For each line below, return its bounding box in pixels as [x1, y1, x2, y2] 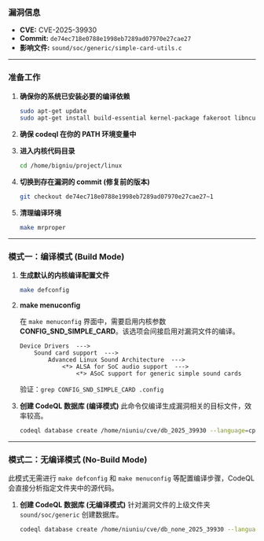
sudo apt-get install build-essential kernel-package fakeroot [19, 114, 232, 123]
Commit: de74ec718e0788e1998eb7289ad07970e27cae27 [19, 34, 192, 43]
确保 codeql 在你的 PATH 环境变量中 [19, 130, 137, 139]
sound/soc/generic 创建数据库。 [19, 510, 123, 520]
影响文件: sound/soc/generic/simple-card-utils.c [19, 43, 182, 53]
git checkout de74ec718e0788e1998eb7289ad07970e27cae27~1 [19, 193, 214, 201]
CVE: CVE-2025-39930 [19, 25, 97, 35]
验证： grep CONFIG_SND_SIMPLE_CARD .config [19, 385, 164, 394]
